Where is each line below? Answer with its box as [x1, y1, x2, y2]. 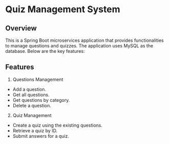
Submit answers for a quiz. [12, 133, 69, 139]
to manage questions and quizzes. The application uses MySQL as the [5, 43, 154, 49]
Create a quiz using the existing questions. [12, 122, 103, 128]
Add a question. [12, 86, 46, 92]
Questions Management [12, 76, 63, 82]
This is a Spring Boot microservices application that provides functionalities [5, 37, 164, 43]
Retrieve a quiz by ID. [12, 127, 58, 133]
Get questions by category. [12, 97, 70, 103]
